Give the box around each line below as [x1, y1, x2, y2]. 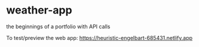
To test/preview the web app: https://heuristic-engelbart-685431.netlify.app [6, 34, 193, 41]
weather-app [6, 4, 73, 17]
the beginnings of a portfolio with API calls [6, 23, 111, 30]
